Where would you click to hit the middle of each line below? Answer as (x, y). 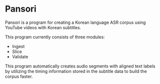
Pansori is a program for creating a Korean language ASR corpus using (75, 22)
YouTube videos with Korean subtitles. (43, 27)
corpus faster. (19, 76)
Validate (20, 56)
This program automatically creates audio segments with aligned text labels (80, 66)
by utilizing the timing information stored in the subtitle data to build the (76, 71)
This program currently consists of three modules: (55, 37)
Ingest (18, 46)
